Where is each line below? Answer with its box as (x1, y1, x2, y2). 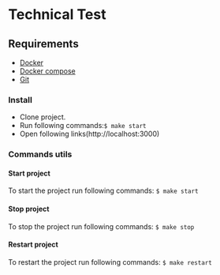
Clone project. (19, 112, 66, 122)
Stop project (8, 204, 50, 214)
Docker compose (19, 66, 76, 76)
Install (8, 94, 33, 105)
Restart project (8, 239, 59, 250)
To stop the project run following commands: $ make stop (8, 221, 195, 231)
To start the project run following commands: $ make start (8, 186, 199, 195)
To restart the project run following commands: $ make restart (8, 257, 213, 266)
